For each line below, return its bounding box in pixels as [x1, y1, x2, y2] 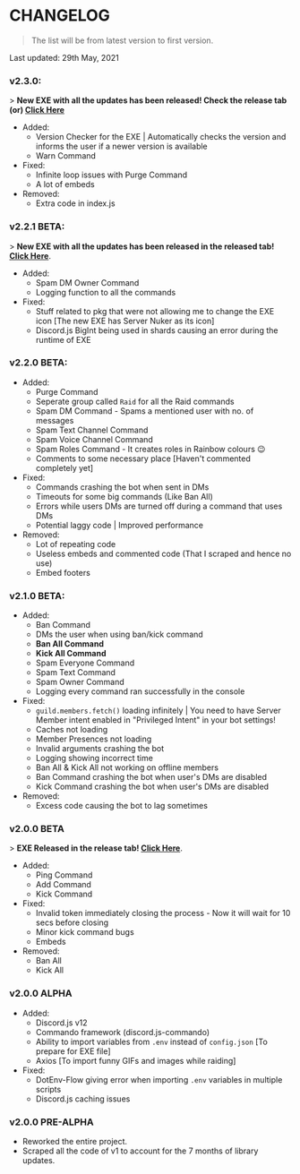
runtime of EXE [35, 334, 91, 345]
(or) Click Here [9, 105, 65, 116]
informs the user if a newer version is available [35, 141, 208, 152]
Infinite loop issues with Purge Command [35, 169, 188, 180]
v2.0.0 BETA [9, 823, 64, 836]
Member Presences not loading [35, 733, 152, 744]
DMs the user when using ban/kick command [35, 629, 203, 640]
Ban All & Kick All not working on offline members [35, 762, 219, 773]
